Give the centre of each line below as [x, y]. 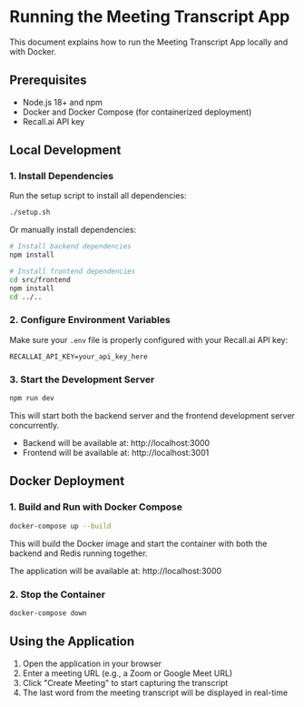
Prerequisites [48, 81]
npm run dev [32, 399]
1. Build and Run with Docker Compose [96, 507]
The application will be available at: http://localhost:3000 [116, 571]
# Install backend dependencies [70, 247]
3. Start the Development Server [82, 379]
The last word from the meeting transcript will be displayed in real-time [155, 692]
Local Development [65, 151]
